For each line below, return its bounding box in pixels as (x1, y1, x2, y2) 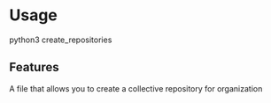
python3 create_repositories (9, 34, 112, 45)
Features (9, 60, 59, 75)
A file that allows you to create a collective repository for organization (9, 83, 263, 93)
